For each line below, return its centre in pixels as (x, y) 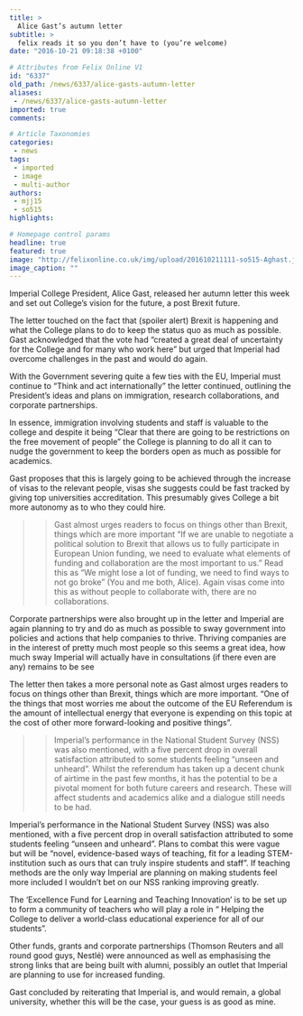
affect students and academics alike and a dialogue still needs (170, 798)
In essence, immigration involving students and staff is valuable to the (139, 423)
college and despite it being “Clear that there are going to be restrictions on (150, 432)
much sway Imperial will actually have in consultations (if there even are (143, 657)
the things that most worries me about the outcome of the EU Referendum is (151, 704)
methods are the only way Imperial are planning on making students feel (143, 873)
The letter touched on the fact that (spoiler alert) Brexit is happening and (144, 320)
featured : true (38, 251)
